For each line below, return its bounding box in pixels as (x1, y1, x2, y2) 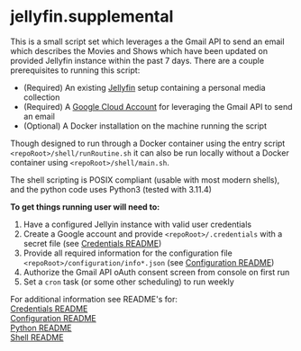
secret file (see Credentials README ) (23, 238, 162, 248)
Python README (10, 322, 72, 333)
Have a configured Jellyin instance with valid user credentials (23, 219, 252, 229)
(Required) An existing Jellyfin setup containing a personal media (23, 82, 266, 93)
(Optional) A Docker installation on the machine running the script (23, 120, 268, 131)
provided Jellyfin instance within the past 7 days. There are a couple (10, 55, 265, 66)
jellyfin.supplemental (10, 6, 174, 27)
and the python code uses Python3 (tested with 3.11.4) (10, 184, 213, 194)
